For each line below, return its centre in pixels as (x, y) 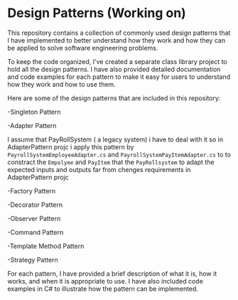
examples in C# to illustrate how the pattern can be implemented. (103, 289)
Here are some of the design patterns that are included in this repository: (114, 98)
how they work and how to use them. (61, 84)
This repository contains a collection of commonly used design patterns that (119, 33)
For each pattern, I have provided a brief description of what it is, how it (112, 273)
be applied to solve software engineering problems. (83, 48)
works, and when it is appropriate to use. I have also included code (106, 281)
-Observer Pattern (34, 218)
